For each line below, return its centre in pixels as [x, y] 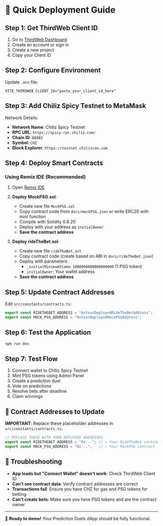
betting [19, 494]
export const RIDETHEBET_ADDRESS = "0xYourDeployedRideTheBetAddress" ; [79, 313]
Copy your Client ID [32, 55]
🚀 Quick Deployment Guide [60, 10]
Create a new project [33, 50]
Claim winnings [27, 397]
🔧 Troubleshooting [33, 462]
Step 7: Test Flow [32, 359]
